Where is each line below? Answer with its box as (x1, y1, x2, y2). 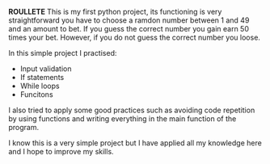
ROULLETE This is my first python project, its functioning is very (8, 7, 222, 16)
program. (8, 123, 40, 132)
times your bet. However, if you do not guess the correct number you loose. (8, 32, 261, 42)
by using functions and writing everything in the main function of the (8, 114, 237, 124)
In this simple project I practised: (8, 48, 117, 57)
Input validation (19, 64, 72, 74)
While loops (19, 81, 60, 90)
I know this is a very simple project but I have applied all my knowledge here (8, 138, 263, 148)
